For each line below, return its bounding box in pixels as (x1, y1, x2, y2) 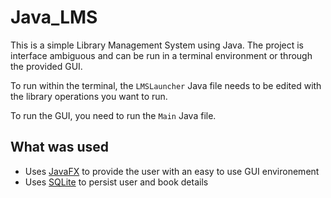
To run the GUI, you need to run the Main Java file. (10, 109, 217, 121)
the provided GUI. (10, 60, 83, 72)
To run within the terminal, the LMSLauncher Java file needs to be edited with (10, 79, 322, 91)
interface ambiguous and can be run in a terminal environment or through (10, 49, 313, 61)
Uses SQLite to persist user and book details (24, 176, 209, 188)
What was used (10, 139, 110, 156)
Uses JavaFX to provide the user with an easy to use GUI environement (24, 165, 320, 177)
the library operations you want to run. (10, 90, 168, 102)
